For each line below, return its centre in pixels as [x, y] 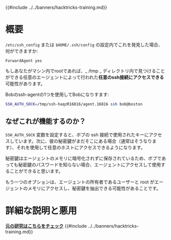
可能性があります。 [25, 83]
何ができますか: [22, 51]
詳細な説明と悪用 [41, 211]
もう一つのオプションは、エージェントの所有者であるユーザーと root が [80, 182]
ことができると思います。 [36, 171]
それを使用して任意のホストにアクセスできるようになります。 [81, 147]
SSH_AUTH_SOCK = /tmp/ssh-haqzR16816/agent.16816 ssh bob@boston [74, 104]
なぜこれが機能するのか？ [45, 121]
